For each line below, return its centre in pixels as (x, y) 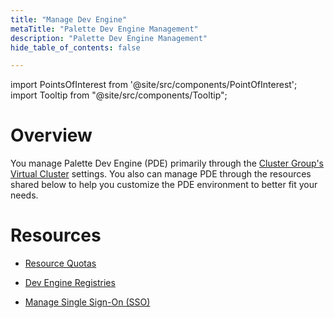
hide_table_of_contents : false (75, 47)
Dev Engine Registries (70, 283)
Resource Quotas (60, 263)
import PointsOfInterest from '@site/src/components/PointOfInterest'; (154, 85)
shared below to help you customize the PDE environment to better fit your (164, 185)
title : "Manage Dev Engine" (69, 19)
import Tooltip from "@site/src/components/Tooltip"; (119, 95)
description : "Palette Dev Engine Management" (109, 38)
